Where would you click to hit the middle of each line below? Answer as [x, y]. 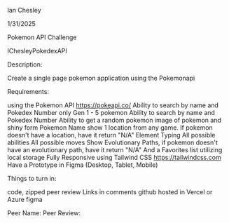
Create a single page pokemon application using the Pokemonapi [101, 78]
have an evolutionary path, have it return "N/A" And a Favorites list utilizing [115, 150]
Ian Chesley [25, 10]
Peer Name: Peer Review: [44, 213]
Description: [25, 65]
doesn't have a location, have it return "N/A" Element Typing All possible [111, 135]
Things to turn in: [32, 178]
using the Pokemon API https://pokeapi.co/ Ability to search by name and [113, 105]
